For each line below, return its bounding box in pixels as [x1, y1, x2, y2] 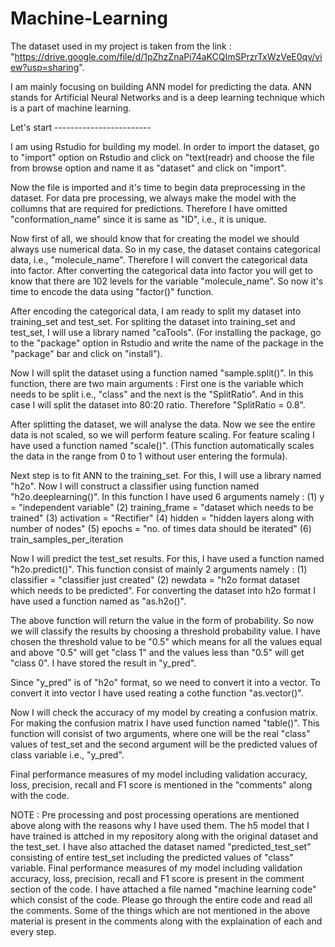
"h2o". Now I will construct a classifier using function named [10, 480, 260, 492]
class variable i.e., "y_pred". [10, 748, 125, 761]
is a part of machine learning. [10, 102, 132, 114]
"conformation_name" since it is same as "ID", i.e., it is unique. [10, 213, 267, 225]
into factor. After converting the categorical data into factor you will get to [10, 264, 313, 276]
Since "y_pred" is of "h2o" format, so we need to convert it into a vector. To [10, 676, 321, 688]
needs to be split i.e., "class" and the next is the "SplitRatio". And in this [10, 388, 304, 400]
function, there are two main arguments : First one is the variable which [10, 377, 304, 389]
